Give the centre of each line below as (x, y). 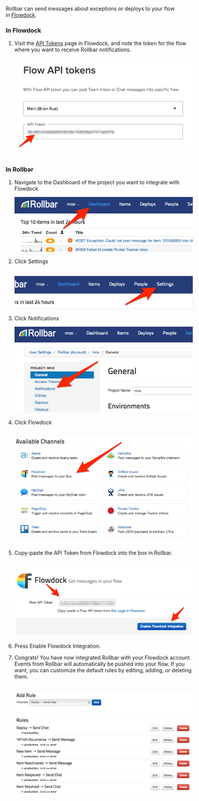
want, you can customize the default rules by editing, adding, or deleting (103, 670)
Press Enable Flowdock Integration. (57, 646)
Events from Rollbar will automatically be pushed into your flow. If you (99, 664)
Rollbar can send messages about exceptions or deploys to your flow (90, 9)
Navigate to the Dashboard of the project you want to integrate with (97, 183)
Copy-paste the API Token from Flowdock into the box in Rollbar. (93, 553)
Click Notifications (37, 318)
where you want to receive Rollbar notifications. (72, 50)
